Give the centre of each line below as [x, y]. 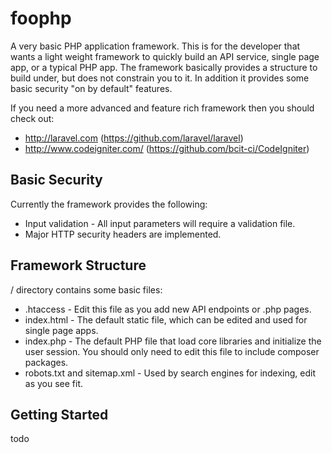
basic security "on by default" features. [91, 88]
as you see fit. [54, 383]
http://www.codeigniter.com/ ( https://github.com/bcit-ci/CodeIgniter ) [167, 148]
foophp [41, 18]
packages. [46, 362]
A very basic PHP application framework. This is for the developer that [155, 46]
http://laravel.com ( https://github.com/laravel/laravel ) [134, 138]
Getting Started [59, 414]
